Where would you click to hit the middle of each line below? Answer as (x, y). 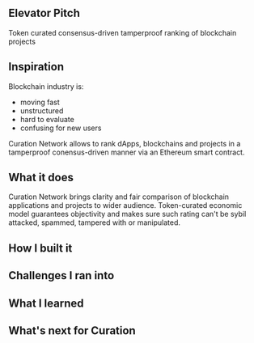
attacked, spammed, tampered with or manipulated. (94, 222)
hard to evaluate (47, 119)
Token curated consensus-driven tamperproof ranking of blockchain (123, 32)
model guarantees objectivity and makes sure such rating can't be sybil (127, 214)
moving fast (40, 102)
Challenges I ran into (61, 275)
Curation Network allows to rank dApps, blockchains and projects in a (125, 143)
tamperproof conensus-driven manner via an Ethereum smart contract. (127, 152)
